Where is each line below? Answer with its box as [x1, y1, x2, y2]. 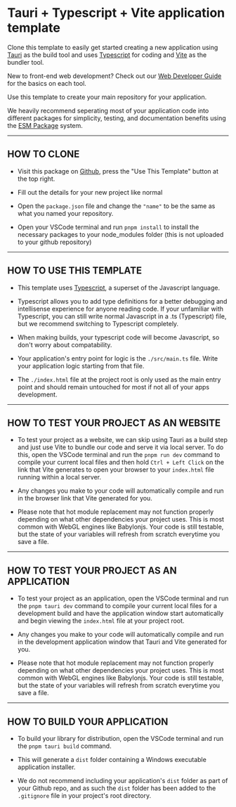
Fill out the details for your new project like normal [17, 188, 163, 196]
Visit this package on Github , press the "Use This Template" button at [17, 167, 219, 175]
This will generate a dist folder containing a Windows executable [17, 756, 207, 763]
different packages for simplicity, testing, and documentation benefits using [7, 114, 226, 122]
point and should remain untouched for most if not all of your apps [17, 382, 209, 391]
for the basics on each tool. [7, 79, 86, 87]
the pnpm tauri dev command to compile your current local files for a [17, 602, 218, 610]
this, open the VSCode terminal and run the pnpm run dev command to [17, 451, 221, 459]
